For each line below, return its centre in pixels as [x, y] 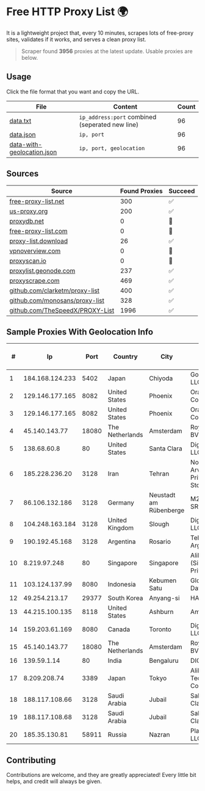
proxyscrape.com [34, 280]
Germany [121, 503]
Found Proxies [141, 191]
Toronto [160, 629]
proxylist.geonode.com [42, 270]
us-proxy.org [29, 211]
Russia [117, 735]
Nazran [160, 735]
